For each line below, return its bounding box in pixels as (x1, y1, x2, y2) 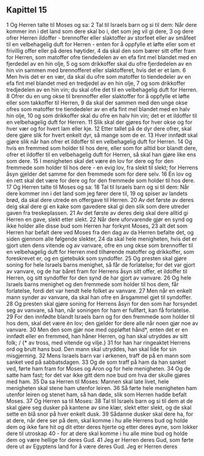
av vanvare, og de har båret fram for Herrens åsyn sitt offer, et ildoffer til (6, 267, 188, 275)
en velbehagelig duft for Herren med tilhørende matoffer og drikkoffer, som (6, 248, 194, 255)
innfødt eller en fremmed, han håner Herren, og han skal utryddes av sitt (6, 332, 188, 339)
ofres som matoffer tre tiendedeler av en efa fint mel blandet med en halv (6, 105, 191, 112)
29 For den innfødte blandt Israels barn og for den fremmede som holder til (6, 313, 195, 320)
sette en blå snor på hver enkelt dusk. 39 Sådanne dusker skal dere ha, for (6, 410, 194, 418)
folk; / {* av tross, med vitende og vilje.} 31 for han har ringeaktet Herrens (6, 339, 191, 346)
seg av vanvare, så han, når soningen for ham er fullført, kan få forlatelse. (6, 306, 191, 314)
